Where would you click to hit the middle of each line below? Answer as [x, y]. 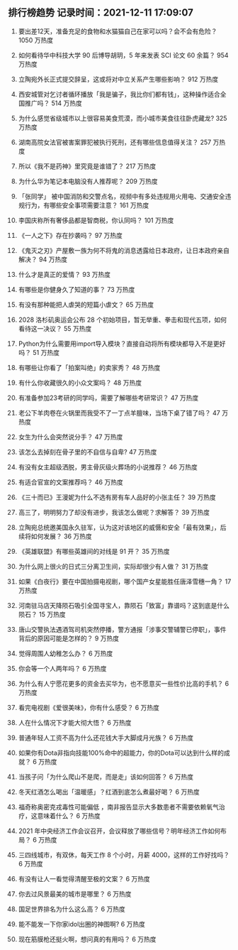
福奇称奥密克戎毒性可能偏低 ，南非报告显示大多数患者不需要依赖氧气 [118, 807]
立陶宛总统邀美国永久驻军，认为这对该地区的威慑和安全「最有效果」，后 [122, 527]
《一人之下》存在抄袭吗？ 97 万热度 [70, 235]
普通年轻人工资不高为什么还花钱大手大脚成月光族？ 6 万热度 [106, 738]
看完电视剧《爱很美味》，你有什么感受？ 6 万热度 [89, 707]
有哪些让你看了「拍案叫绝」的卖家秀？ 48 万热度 [89, 367]
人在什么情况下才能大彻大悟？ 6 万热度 [75, 722]
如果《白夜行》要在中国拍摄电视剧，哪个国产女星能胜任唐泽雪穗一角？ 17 [125, 582]
